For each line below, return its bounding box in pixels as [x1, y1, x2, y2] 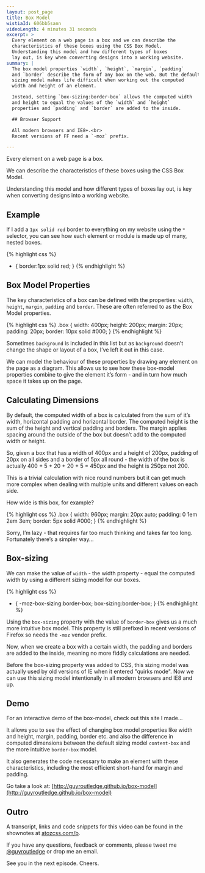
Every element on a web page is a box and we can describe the [12, 37, 176, 43]
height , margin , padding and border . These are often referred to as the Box [6, 303, 192, 310]
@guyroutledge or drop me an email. [6, 848, 99, 855]
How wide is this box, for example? [6, 499, 95, 506]
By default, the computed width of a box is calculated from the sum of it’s [6, 411, 191, 419]
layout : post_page [6, 9, 53, 15]
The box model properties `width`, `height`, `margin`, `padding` [12, 65, 184, 72]
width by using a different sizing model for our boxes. [6, 576, 140, 583]
